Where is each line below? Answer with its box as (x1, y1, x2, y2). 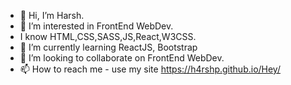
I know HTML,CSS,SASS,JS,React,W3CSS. (19, 31, 197, 42)
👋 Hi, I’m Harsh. (19, 10, 85, 21)
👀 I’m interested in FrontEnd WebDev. (19, 20, 174, 32)
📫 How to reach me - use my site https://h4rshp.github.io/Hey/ (19, 63, 281, 75)
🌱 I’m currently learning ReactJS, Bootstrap (19, 41, 198, 53)
